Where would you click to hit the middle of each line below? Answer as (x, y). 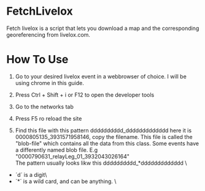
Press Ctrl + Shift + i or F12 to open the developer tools (85, 95)
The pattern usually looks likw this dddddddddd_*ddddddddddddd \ (101, 163)
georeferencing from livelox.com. (48, 34)
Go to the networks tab (44, 107)
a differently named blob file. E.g (56, 150)
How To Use (37, 60)
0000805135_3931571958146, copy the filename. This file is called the (104, 137)
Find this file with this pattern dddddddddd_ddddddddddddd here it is (103, 130)
